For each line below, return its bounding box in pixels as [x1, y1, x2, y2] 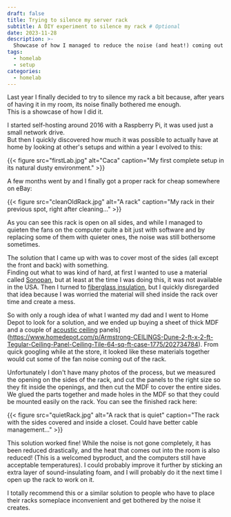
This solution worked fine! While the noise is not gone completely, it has [7, 439, 212, 447]
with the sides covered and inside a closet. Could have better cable [7, 418, 199, 427]
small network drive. [7, 128, 66, 136]
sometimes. [7, 241, 41, 249]
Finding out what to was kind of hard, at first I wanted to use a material [7, 268, 208, 276]
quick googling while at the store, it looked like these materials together [7, 347, 210, 356]
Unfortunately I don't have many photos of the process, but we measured [7, 368, 216, 376]
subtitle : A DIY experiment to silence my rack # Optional [7, 23, 181, 30]
